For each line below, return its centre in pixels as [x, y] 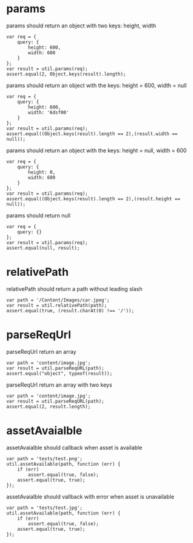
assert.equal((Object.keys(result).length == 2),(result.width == [92, 134]
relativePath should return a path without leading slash [74, 289]
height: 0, [42, 172]
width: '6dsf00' [49, 112]
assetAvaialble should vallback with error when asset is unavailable [90, 496]
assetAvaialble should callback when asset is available [74, 447]
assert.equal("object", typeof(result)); [59, 373]
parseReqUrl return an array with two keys [59, 385]
